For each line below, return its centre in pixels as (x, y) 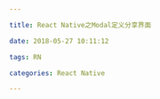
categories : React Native (57, 73)
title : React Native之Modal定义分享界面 (80, 25)
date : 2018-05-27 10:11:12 (59, 41)
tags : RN (25, 57)
